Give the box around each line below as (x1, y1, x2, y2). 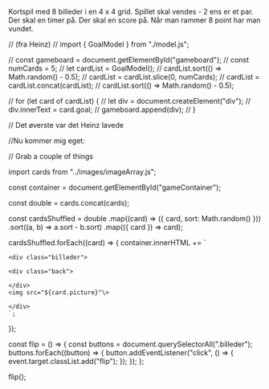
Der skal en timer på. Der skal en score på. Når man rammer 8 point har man (8, 15, 261, 25)
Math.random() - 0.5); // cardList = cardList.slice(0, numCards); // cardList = (8, 72, 260, 81)
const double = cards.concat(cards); (8, 199, 130, 207)
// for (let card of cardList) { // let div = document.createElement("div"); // (8, 96, 251, 105)
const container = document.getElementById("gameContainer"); (8, 182, 222, 192)
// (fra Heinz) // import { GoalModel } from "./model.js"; (8, 39, 190, 49)
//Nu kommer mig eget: (8, 136, 86, 145)
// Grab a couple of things (8, 152, 94, 161)
